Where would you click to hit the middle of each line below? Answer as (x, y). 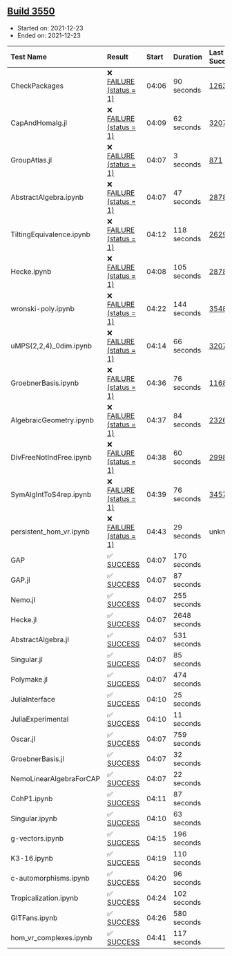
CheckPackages (37, 86)
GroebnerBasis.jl (37, 758)
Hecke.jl (24, 619)
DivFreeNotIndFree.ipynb (51, 457)
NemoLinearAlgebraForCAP (56, 778)
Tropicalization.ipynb (45, 898)
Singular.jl (27, 659)
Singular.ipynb (34, 818)
